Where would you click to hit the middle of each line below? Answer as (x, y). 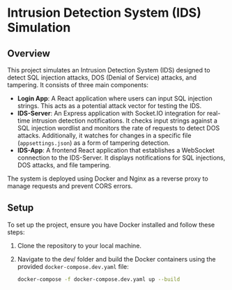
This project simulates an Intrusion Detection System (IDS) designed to (109, 70)
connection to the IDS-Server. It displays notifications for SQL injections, (121, 158)
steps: (16, 232)
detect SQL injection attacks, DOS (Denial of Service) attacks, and (102, 77)
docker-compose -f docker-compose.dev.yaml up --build (99, 279)
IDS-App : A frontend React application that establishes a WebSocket (116, 150)
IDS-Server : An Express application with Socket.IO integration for (111, 113)
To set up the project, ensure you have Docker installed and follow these (111, 224)
